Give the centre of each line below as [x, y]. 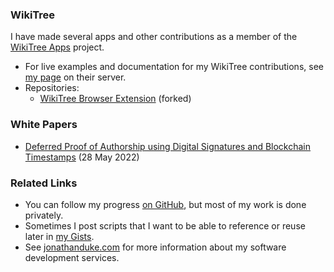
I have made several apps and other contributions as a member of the [154, 37]
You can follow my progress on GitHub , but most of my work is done [165, 204]
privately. [44, 215]
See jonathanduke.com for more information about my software [155, 247]
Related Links [44, 183]
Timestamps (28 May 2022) [82, 157]
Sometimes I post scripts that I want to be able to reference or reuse [165, 225]
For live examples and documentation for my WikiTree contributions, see [174, 67]
